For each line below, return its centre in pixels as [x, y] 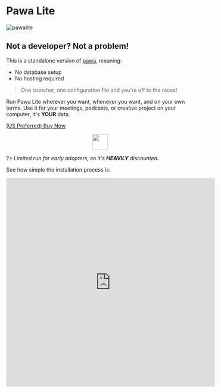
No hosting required [39, 78]
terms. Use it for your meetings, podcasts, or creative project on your [91, 108]
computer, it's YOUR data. [38, 114]
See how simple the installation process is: [58, 169]
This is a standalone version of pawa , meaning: [64, 60]
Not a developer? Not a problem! [68, 46]
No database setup [38, 72]
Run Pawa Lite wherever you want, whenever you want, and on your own [96, 101]
